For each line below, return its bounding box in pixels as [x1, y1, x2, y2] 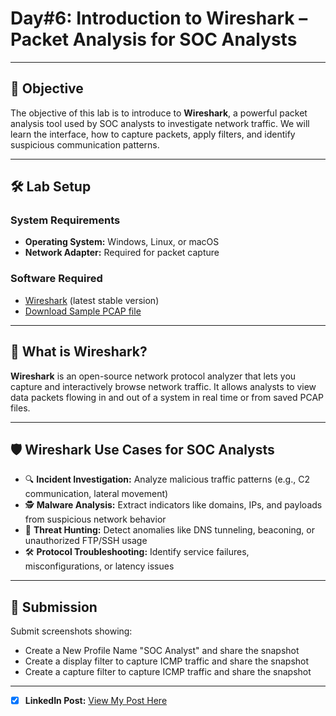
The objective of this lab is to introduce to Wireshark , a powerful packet [10, 107, 308, 119]
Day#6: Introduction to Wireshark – [10, 7, 308, 30]
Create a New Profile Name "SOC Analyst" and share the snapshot [24, 645, 300, 657]
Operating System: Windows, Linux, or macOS [24, 236, 220, 248]
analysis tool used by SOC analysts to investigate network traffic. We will [10, 117, 310, 129]
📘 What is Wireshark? [10, 343, 148, 361]
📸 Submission [10, 598, 98, 616]
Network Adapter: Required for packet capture [24, 247, 220, 259]
